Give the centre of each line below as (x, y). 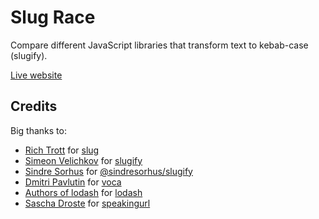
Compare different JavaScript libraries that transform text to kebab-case (159, 45)
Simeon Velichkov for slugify (83, 160)
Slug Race (53, 17)
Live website (36, 75)
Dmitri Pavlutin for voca (73, 182)
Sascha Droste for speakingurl (87, 203)
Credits (34, 106)
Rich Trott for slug (62, 150)
